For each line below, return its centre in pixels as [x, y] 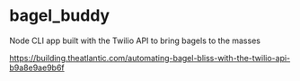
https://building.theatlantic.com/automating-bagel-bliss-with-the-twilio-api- [150, 58]
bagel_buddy [60, 16]
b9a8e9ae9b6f [37, 67]
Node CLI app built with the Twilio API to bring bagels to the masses [135, 40]
